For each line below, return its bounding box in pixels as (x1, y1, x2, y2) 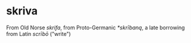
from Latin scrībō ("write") (6, 30, 71, 37)
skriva (6, 4, 38, 18)
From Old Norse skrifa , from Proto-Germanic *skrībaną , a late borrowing (6, 24, 185, 31)
